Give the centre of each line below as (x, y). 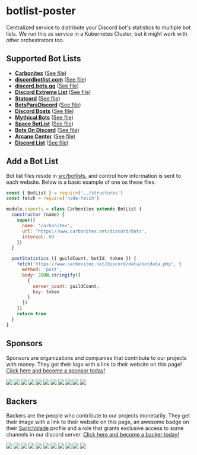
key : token (46, 292)
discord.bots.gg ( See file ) (47, 86)
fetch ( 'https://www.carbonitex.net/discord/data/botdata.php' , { (99, 264)
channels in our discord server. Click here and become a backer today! (93, 435)
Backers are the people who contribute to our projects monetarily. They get (98, 416)
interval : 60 (38, 237)
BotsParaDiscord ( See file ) (48, 105)
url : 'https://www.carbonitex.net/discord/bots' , (84, 231)
